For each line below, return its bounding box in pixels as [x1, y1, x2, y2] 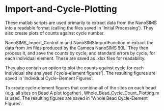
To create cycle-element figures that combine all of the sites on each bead [5, 84, 156, 90]
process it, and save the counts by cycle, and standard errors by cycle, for [5, 50, 156, 56]
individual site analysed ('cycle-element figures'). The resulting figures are [5, 70, 156, 76]
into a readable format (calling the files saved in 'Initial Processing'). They [5, 25, 154, 30]
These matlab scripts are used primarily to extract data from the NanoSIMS [5, 20, 157, 26]
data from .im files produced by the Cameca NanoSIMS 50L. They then [5, 45, 149, 51]
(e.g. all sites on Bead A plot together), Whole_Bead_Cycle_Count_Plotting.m [5, 90, 160, 96]
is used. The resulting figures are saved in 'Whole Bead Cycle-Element [5, 95, 148, 101]
